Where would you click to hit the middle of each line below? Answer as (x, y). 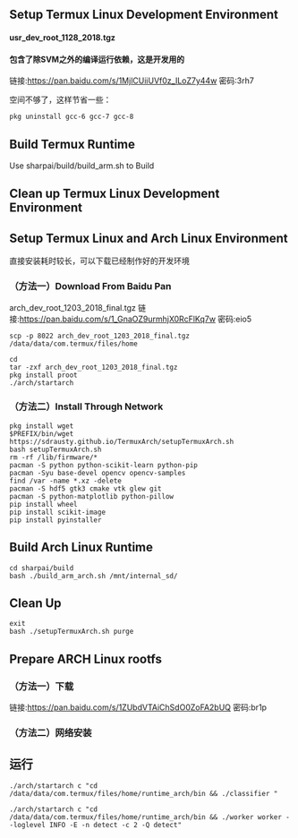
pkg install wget (42, 426)
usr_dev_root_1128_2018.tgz (63, 37)
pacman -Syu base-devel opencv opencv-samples (98, 473)
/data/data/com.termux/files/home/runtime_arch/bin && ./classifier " (144, 793)
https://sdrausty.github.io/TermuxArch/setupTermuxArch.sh (122, 441)
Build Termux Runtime (72, 144)
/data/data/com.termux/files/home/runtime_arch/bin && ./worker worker (145, 817)
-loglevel (28, 825)
